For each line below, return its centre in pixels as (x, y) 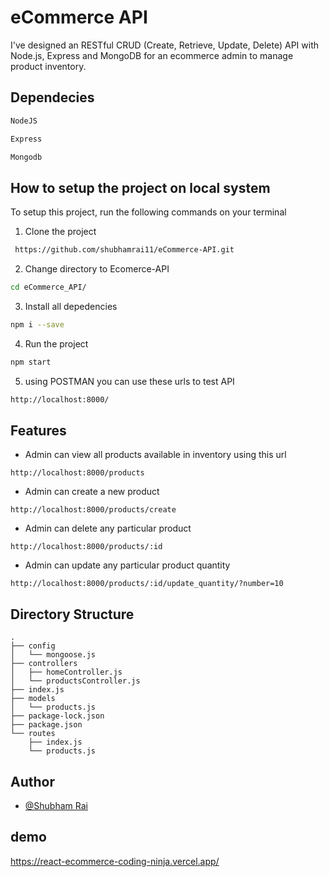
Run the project (56, 343)
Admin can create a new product (92, 492)
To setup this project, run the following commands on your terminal (148, 212)
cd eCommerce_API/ (48, 287)
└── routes (33, 734)
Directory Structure (72, 614)
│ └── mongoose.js (53, 655)
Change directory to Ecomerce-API (97, 269)
